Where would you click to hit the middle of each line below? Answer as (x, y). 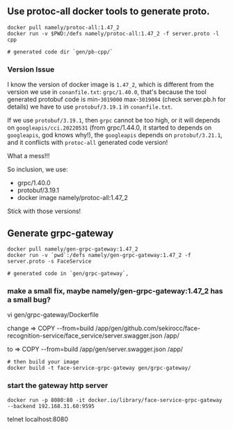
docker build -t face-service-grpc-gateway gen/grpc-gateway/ (99, 368)
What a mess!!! (29, 156)
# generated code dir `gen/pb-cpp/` (60, 52)
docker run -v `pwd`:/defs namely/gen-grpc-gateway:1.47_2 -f (99, 255)
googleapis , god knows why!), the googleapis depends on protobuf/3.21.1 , (115, 135)
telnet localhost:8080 (38, 419)
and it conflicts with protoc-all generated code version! (88, 143)
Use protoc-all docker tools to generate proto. (109, 11)
